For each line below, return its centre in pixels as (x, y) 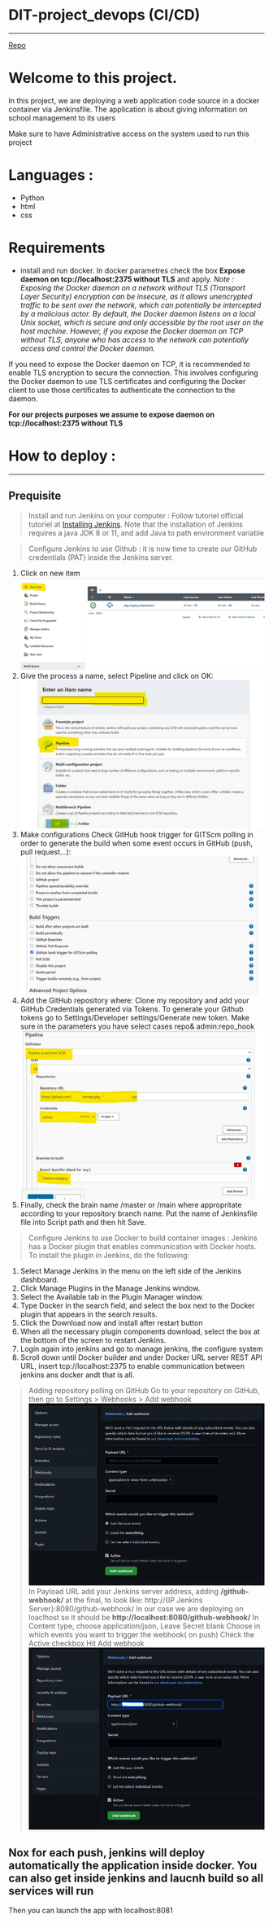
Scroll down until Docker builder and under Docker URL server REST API (141, 1357)
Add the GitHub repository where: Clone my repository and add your (134, 1000)
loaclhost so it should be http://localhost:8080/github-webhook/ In (143, 1617)
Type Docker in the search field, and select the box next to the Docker (137, 1306)
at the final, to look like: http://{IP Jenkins (134, 1600)
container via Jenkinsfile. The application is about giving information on (128, 109)
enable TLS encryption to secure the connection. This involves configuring (133, 373)
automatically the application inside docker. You (133, 1865)
